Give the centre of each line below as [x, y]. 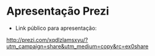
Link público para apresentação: [56, 28]
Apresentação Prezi [58, 11]
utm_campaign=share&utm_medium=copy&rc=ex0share [77, 46]
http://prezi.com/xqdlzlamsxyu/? [47, 40]
